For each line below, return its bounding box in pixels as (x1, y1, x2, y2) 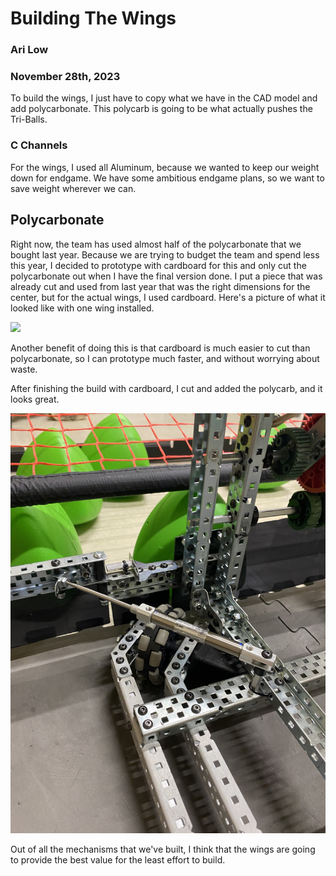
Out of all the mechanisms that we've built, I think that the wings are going (10, 843, 316, 855)
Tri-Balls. (10, 113, 48, 126)
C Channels (10, 138, 68, 152)
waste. (10, 363, 38, 375)
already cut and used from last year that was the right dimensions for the (10, 280, 311, 292)
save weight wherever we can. (10, 182, 137, 194)
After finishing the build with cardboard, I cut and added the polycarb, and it (10, 382, 323, 394)
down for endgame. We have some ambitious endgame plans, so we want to (10, 172, 325, 184)
